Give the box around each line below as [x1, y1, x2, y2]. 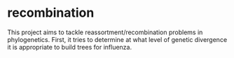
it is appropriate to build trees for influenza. [7, 43, 132, 51]
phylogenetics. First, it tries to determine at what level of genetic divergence [7, 35, 228, 43]
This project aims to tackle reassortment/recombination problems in [7, 28, 203, 36]
